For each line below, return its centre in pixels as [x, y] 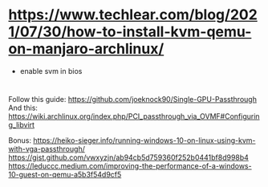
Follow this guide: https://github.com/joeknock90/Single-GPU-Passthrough [132, 100]
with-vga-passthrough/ [47, 149]
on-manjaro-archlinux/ [86, 49]
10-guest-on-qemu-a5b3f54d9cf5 [65, 175]
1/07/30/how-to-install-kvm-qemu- [130, 32]
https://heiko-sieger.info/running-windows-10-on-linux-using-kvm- [144, 140]
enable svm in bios [51, 71]
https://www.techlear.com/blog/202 [133, 15]
